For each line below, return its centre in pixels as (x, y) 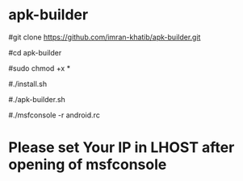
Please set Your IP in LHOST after (121, 148)
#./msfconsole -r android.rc (54, 115)
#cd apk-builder (35, 52)
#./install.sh (27, 84)
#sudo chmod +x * (40, 68)
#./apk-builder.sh (37, 99)
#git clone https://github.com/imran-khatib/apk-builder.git (105, 37)
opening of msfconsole (88, 165)
